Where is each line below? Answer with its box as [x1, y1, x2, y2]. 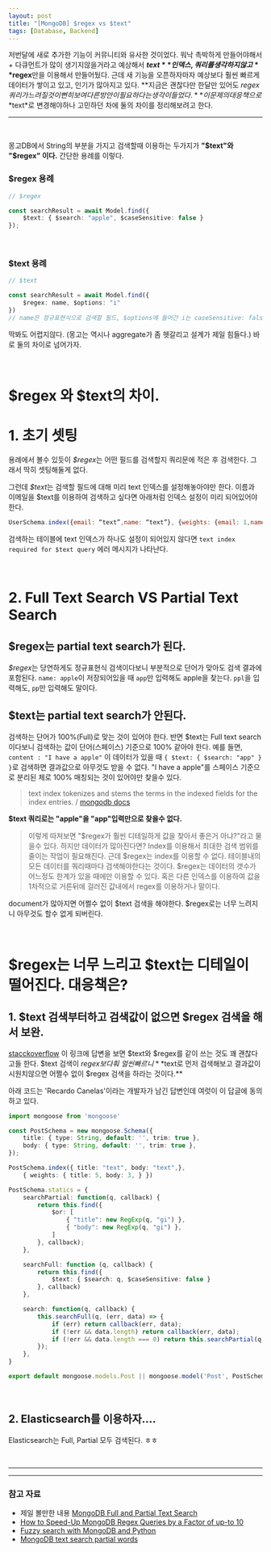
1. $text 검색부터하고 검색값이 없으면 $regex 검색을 [8, 1011, 251, 1024]
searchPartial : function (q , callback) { [23, 1193, 161, 1201]
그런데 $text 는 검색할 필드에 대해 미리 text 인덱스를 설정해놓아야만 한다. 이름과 [8, 482, 256, 491]
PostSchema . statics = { [8, 1185, 89, 1194]
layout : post [8, 11, 52, 20]
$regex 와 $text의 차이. [8, 387, 160, 405]
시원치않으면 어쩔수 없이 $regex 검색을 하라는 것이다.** [8, 1068, 183, 1079]
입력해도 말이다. [47, 683, 98, 692]
